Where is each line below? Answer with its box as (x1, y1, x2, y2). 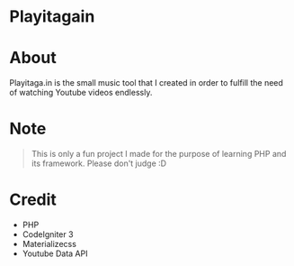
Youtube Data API (22, 248, 88, 259)
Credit (9, 189, 57, 210)
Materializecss (22, 239, 76, 249)
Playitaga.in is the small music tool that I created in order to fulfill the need (9, 78, 283, 88)
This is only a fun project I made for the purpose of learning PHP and (31, 149, 287, 160)
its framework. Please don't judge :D (31, 158, 167, 169)
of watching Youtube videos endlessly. (9, 87, 153, 98)
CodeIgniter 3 (22, 229, 74, 240)
